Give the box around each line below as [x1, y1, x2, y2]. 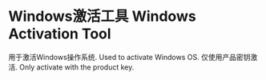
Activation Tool [8, 25, 111, 43]
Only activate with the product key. [18, 62, 135, 72]
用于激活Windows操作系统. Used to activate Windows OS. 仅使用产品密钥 [8, 52, 251, 62]
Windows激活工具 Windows [8, 7, 196, 26]
